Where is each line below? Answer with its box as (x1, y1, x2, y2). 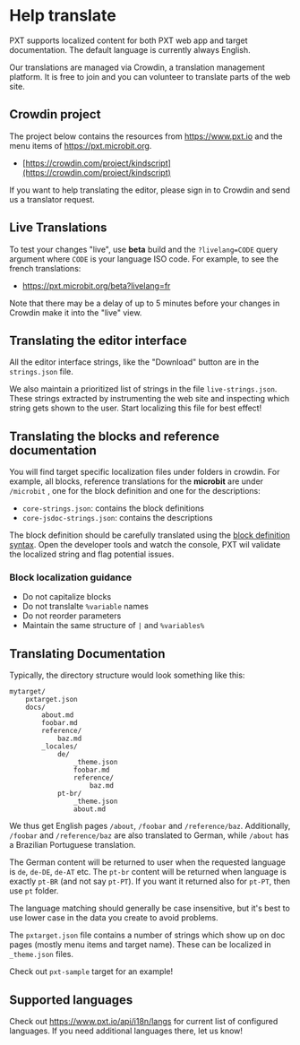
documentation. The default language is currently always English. (9, 44, 251, 55)
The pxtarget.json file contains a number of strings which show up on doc (9, 929, 286, 941)
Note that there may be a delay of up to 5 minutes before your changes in (9, 298, 280, 308)
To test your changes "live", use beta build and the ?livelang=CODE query (9, 244, 279, 255)
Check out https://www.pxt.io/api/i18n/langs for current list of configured (9, 1016, 279, 1027)
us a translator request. (9, 194, 96, 204)
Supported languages (9, 992, 133, 1007)
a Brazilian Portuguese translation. (9, 840, 136, 851)
